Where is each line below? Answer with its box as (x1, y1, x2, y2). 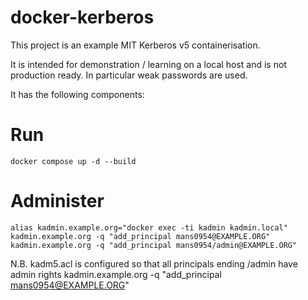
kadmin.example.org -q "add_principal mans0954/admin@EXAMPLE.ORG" (10, 240, 298, 250)
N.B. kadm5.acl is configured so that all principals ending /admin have (10, 257, 298, 270)
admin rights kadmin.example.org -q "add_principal (10, 268, 222, 280)
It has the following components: (10, 88, 145, 100)
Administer (10, 190, 105, 213)
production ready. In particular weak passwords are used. (10, 69, 248, 81)
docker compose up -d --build (10, 156, 137, 166)
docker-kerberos (10, 6, 155, 29)
